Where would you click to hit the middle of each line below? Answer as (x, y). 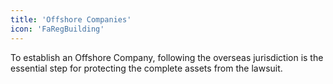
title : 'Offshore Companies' (71, 19)
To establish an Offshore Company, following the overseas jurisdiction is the (167, 57)
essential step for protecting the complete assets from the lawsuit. (146, 68)
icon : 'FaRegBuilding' (57, 29)
